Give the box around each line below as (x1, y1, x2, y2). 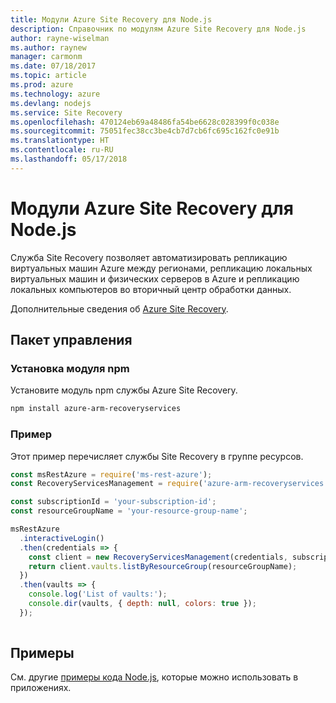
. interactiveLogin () (19, 533, 105, 543)
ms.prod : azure (10, 80, 74, 90)
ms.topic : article (10, 71, 87, 81)
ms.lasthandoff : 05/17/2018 (10, 154, 128, 164)
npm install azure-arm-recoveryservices (10, 404, 182, 414)
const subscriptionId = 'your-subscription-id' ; (10, 497, 217, 507)
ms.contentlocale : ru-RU (10, 145, 114, 155)
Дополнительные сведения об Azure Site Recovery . (10, 302, 229, 315)
